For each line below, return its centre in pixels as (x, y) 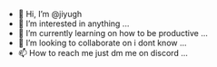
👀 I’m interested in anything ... (74, 24)
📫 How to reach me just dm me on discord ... (103, 53)
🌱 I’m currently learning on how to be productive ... (113, 33)
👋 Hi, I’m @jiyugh (50, 14)
